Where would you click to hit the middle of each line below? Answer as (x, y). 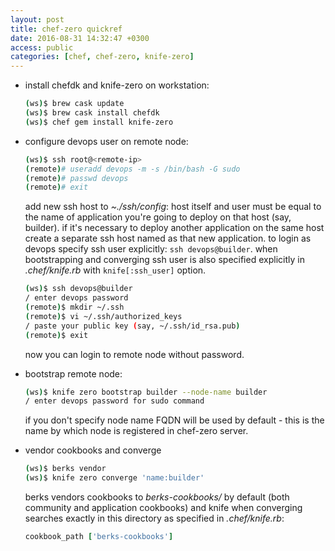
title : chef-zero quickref (66, 29)
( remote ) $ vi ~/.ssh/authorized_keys (103, 316)
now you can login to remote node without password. (134, 354)
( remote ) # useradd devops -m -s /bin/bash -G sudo (132, 169)
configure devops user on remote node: (106, 141)
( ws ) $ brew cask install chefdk (92, 113)
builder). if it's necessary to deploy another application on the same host (174, 228)
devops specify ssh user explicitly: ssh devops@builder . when (151, 249)
